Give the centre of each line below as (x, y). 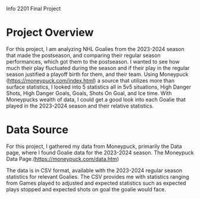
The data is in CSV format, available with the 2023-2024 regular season (94, 170)
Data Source (37, 130)
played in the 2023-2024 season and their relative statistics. (80, 106)
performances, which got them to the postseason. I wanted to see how (93, 61)
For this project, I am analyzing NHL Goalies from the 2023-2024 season (95, 49)
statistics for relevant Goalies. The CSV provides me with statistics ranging (98, 176)
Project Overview (50, 33)
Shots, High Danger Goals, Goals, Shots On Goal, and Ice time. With (89, 93)
